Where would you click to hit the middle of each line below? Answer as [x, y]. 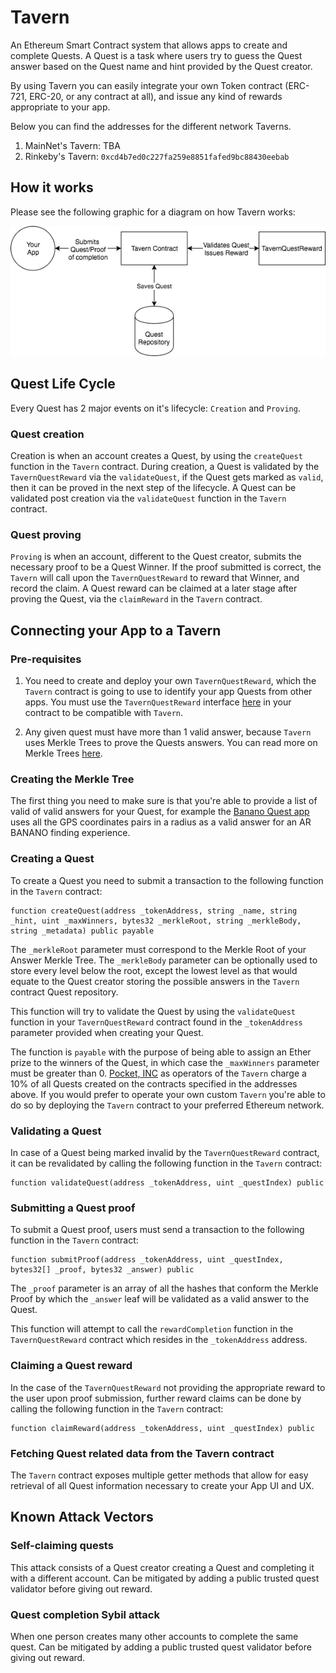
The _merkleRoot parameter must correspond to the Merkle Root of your [158, 949]
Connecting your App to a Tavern [116, 630]
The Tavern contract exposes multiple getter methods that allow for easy [159, 1475]
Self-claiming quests [62, 1546]
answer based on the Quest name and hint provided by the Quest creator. [161, 66]
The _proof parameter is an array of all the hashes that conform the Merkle [164, 1288]
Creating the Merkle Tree [72, 779]
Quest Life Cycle [63, 384]
